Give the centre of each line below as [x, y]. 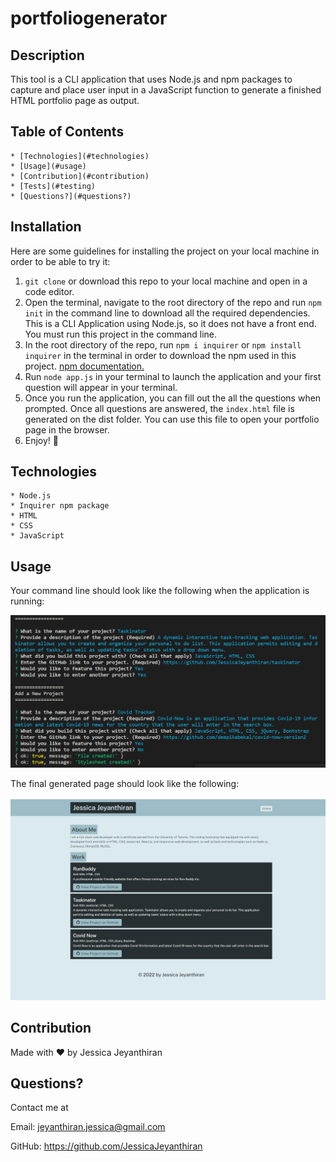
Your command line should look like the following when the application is [160, 591]
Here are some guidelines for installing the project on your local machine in [165, 251]
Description [47, 55]
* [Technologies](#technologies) [80, 156]
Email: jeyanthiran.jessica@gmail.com [88, 1127]
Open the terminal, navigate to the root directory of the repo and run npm [173, 302]
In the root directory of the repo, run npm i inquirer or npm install [163, 344]
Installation [46, 227]
